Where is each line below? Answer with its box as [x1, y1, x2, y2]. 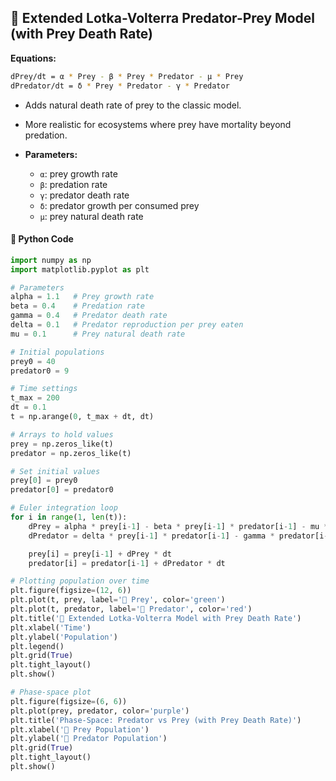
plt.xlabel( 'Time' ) [10, 622, 92, 633]
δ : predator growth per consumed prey [39, 199, 200, 211]
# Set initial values [10, 466, 101, 476]
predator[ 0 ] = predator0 [10, 485, 114, 495]
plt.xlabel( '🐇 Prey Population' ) [10, 724, 150, 735]
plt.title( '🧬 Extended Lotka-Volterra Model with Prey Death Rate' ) [10, 613, 302, 623]
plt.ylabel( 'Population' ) [10, 632, 118, 642]
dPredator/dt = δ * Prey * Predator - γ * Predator [10, 81, 230, 91]
